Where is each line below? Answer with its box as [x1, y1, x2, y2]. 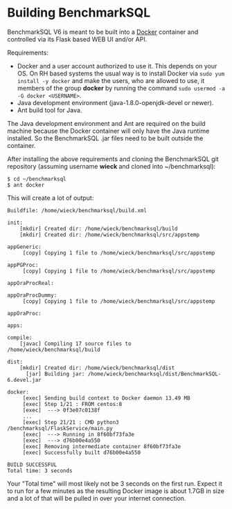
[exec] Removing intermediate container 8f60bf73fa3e [22, 443, 181, 450]
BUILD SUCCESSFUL [7, 461, 57, 468]
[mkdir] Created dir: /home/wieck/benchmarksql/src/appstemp [19, 231, 199, 238]
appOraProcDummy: [7, 292, 57, 299]
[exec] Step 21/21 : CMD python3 [22, 418, 119, 426]
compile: [7, 334, 33, 341]
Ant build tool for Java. [17, 106, 82, 114]
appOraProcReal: [7, 279, 54, 286]
